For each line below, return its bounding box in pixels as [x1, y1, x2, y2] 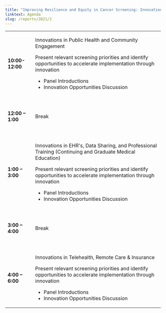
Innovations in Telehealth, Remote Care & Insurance [35, 254, 155, 261]
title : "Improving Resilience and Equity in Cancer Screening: [5, 7, 138, 12]
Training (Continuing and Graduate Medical [35, 149, 136, 156]
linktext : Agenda [5, 12, 41, 17]
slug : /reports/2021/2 [5, 16, 52, 21]
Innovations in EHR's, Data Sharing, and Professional [35, 142, 157, 149]
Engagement [35, 43, 65, 50]
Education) [35, 155, 61, 161]
